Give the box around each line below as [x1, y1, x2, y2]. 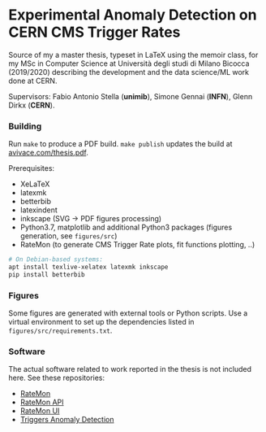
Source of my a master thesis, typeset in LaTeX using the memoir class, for [8, 50, 259, 59]
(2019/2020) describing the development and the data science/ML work [8, 67, 250, 76]
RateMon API [19, 397, 64, 408]
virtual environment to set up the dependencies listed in [8, 317, 195, 327]
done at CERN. [8, 76, 58, 85]
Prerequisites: [8, 164, 55, 173]
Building [8, 120, 42, 132]
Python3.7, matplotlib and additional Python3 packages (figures [19, 222, 233, 233]
